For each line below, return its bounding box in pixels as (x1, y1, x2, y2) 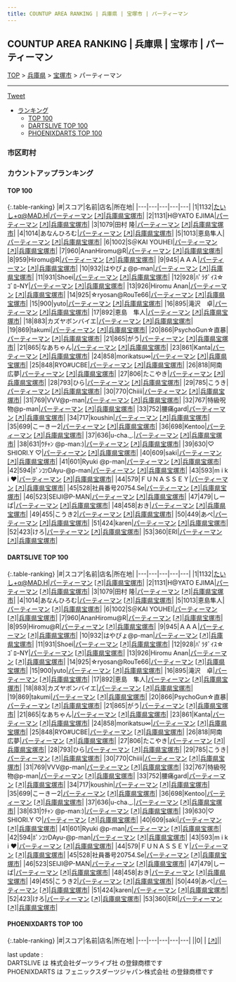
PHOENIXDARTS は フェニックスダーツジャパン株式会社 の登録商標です (7, 967, 214, 976)
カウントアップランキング (7, 169, 93, 178)
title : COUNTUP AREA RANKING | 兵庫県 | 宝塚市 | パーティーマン (7, 10, 188, 18)
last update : (7, 950, 44, 959)
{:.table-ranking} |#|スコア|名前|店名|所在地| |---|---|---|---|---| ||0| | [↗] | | (7, 936, 222, 945)
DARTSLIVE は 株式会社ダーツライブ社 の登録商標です (7, 958, 163, 967)
